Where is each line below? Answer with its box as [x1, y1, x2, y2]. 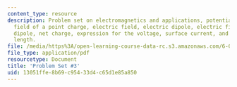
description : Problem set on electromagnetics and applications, [7, 17, 203, 24]
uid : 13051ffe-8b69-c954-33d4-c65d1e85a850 [7, 69, 138, 76]
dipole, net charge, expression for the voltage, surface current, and [13, 29, 229, 37]
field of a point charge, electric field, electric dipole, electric [13, 23, 222, 30]
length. [13, 36, 37, 43]
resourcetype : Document [7, 56, 78, 63]
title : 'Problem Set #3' [7, 62, 80, 69]
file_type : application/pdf [7, 50, 90, 57]
